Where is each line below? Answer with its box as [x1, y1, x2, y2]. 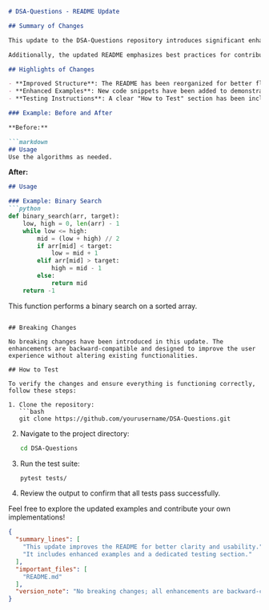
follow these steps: [8, 387, 78, 395]
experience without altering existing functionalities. [8, 351, 199, 359]
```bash [18, 407, 45, 415]
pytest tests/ [19, 474, 67, 482]
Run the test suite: [19, 459, 80, 468]
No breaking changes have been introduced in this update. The [8, 337, 224, 346]
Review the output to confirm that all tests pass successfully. [19, 488, 221, 498]
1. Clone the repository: [8, 400, 94, 408]
